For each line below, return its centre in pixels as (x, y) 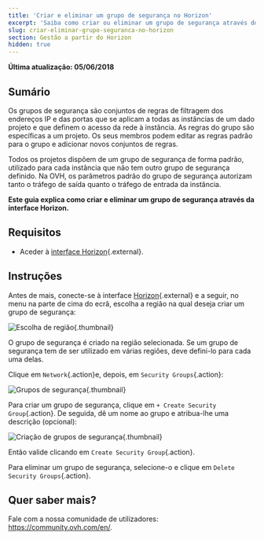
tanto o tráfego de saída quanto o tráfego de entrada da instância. (115, 184)
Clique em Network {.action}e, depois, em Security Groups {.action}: (116, 374)
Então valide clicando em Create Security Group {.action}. (101, 452)
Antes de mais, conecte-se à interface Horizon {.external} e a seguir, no (124, 295)
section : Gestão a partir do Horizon (70, 37)
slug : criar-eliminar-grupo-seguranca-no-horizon (91, 30)
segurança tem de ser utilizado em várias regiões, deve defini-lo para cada (130, 351)
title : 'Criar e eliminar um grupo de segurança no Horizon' (110, 15)
